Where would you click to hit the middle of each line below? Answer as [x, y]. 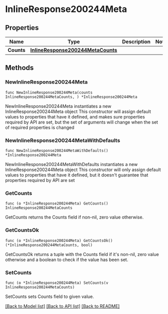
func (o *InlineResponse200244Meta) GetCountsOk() [59, 240]
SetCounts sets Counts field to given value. [49, 296]
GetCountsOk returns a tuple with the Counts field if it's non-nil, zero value [82, 254]
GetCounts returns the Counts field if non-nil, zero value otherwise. [74, 217]
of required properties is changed [40, 127]
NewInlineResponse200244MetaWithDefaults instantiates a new [71, 164]
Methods [19, 68]
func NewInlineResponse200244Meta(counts [49, 92]
